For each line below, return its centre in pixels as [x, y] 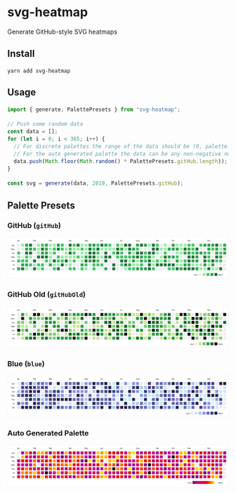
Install [21, 54]
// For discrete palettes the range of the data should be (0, [108, 146]
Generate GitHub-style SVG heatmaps [63, 32]
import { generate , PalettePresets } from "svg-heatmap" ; [94, 110]
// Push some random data [45, 124]
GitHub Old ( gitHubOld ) [47, 294]
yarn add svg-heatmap [39, 71]
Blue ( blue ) [26, 364]
